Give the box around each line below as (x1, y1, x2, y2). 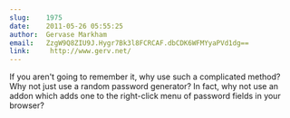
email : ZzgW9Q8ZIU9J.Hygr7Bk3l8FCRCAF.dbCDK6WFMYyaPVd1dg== (9, 38, 249, 48)
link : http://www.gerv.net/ (9, 47, 131, 56)
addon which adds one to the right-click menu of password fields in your (9, 91, 281, 102)
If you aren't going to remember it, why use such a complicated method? (9, 71, 281, 82)
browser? (9, 100, 45, 111)
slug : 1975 (9, 13, 63, 23)
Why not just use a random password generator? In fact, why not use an (9, 81, 279, 92)
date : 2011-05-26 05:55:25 (9, 22, 124, 31)
